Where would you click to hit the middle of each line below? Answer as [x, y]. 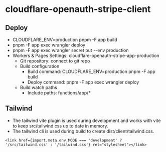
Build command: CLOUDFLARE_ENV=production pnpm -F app [91, 71]
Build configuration [40, 66]
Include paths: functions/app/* [59, 93]
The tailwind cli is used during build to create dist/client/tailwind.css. [83, 131]
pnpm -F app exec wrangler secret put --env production [70, 50]
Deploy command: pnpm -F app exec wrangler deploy [83, 82]
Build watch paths [39, 87]
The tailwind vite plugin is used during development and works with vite [87, 120]
